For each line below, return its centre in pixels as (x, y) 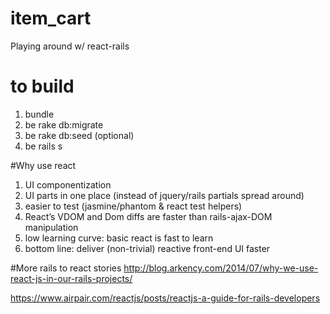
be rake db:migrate (64, 124)
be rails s (43, 146)
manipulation (51, 227)
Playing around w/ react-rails (70, 46)
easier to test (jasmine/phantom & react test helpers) (133, 206)
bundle (39, 114)
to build (42, 86)
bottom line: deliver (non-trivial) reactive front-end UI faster (147, 248)
